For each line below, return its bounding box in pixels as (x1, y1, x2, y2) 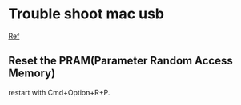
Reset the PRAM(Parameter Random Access (8, 54, 234, 68)
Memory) (8, 67, 56, 80)
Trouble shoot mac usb (8, 5, 164, 23)
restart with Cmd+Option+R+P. (8, 87, 110, 97)
